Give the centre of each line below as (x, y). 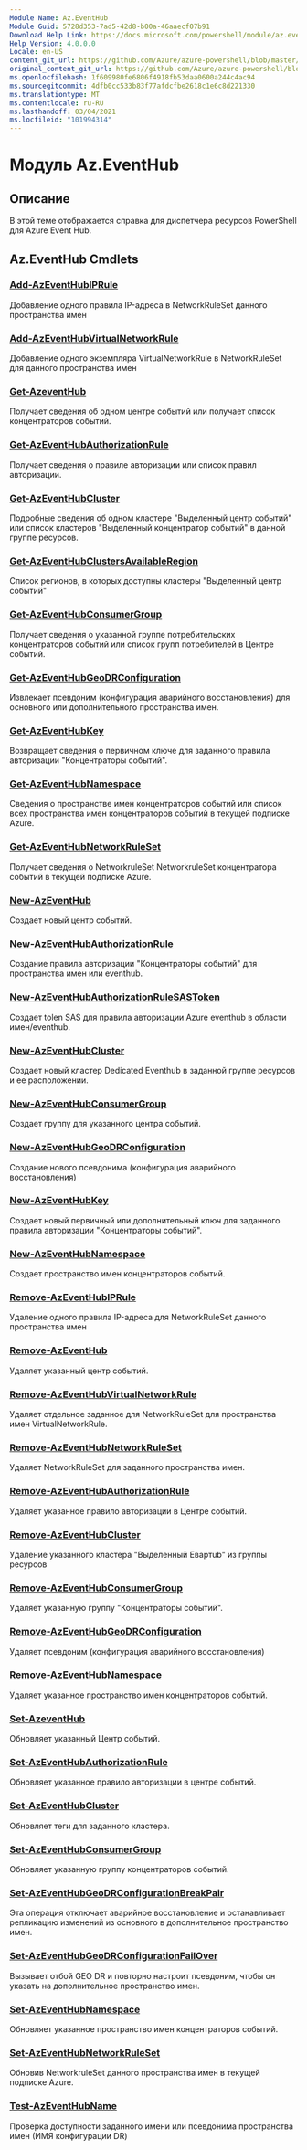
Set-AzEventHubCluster (64, 1806)
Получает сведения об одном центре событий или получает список (143, 411)
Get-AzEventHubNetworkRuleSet (85, 847)
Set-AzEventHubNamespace (75, 2009)
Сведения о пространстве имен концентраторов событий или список (146, 804)
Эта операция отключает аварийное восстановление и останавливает (148, 1913)
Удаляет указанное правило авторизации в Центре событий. (128, 1511)
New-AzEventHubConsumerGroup (88, 1104)
